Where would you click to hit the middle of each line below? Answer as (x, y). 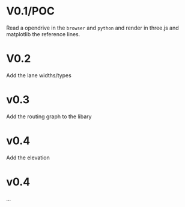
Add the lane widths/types (39, 75)
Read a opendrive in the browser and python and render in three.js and (92, 28)
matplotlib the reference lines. (43, 34)
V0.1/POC (31, 11)
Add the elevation (28, 158)
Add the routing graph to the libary (49, 116)
